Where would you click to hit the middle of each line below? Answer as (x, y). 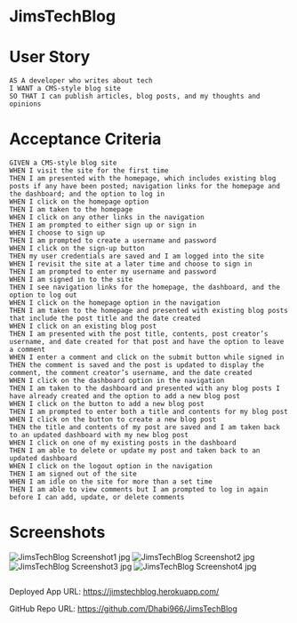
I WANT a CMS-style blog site (65, 89)
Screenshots (57, 533)
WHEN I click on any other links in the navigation (107, 218)
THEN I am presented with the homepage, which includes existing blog (143, 179)
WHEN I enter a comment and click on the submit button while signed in (147, 357)
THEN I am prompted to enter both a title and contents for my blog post (149, 412)
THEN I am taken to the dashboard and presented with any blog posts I (144, 388)
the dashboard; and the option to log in (87, 194)
